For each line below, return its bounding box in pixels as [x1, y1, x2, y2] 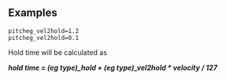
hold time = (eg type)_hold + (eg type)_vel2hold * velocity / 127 [8, 63, 218, 72]
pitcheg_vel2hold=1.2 [8, 27, 80, 35]
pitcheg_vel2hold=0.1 [8, 34, 80, 42]
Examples [8, 6, 57, 20]
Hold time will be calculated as [8, 47, 108, 57]
